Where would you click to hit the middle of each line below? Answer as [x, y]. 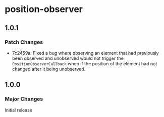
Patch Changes [24, 42]
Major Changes [24, 99]
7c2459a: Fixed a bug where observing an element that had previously [86, 53]
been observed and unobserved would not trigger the [68, 58]
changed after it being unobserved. [49, 69]
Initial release [18, 110]
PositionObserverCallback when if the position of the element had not [85, 63]
